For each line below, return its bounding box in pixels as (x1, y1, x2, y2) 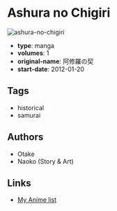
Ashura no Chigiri (7, 5, 111, 21)
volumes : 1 (17, 49, 49, 57)
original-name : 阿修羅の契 (17, 57, 94, 65)
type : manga (17, 41, 54, 49)
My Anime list (17, 196, 57, 204)
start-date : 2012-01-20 (17, 65, 85, 73)
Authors (7, 131, 44, 143)
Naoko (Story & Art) (17, 157, 75, 165)
